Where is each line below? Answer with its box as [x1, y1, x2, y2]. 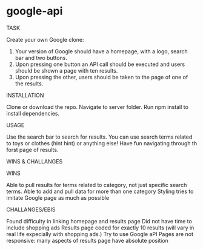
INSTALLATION [6, 91, 44, 99]
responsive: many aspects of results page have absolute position [6, 237, 168, 244]
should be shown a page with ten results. [15, 67, 118, 74]
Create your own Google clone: [6, 36, 84, 43]
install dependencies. [6, 110, 59, 117]
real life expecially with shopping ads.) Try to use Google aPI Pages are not [6, 230, 194, 237]
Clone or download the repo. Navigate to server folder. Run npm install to [6, 103, 189, 110]
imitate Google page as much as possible [6, 194, 110, 201]
